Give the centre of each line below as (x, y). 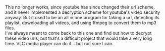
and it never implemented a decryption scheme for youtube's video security (82, 12)
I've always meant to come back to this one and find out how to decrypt (79, 33)
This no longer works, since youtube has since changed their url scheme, (80, 7)
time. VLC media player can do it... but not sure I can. (59, 43)
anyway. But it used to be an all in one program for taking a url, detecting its (82, 17)
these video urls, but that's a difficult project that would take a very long (79, 38)
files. (10, 28)
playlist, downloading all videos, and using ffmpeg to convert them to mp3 (81, 23)
